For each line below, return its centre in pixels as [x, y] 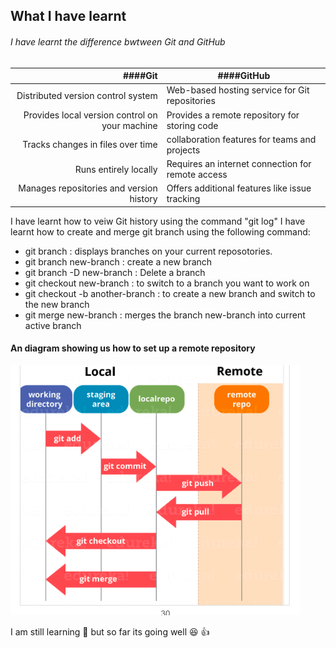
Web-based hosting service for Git [238, 90]
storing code [192, 125]
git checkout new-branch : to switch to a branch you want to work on [167, 283]
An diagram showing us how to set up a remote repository [133, 348]
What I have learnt [68, 16]
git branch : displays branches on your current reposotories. [148, 251]
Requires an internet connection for [239, 164]
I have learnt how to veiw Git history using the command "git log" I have [158, 221]
